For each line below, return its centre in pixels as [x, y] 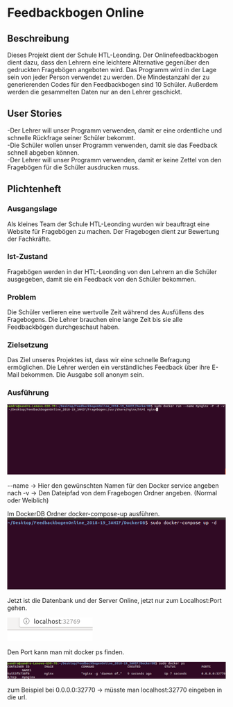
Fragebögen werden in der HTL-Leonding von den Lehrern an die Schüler [112, 271]
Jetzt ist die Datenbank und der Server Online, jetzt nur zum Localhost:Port [114, 601]
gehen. [17, 608]
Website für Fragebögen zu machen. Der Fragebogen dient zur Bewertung [113, 231]
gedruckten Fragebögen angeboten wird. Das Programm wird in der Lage [112, 70]
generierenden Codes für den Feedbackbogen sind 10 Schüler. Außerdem [113, 84]
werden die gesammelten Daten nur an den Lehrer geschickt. [95, 92]
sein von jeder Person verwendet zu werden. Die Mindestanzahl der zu [109, 77]
